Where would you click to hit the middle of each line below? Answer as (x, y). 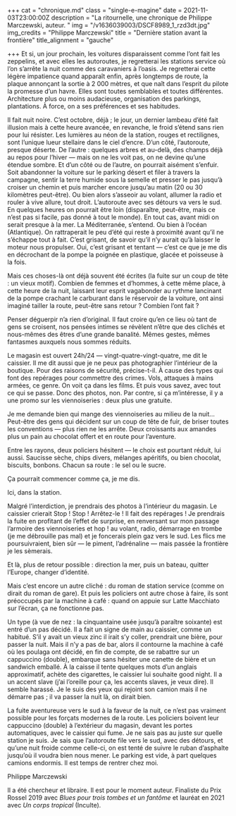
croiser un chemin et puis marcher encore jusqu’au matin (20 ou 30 (105, 187)
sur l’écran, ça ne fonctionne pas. (56, 608)
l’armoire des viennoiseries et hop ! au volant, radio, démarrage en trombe (115, 528)
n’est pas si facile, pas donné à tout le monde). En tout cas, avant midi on (113, 217)
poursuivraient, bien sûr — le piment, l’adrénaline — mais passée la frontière (118, 543)
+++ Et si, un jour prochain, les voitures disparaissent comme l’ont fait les (114, 54)
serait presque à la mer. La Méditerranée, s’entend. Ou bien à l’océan (107, 224)
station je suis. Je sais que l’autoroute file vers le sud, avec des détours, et (115, 740)
